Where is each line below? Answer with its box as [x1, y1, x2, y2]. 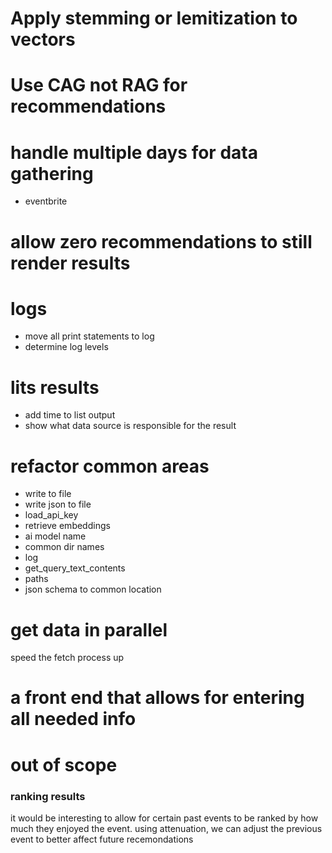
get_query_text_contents [24, 562, 126, 574]
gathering [10, 162, 94, 185]
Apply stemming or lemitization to [10, 7, 298, 30]
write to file [24, 488, 72, 500]
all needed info [10, 708, 137, 731]
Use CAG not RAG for [10, 74, 188, 97]
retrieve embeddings [24, 520, 111, 532]
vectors [10, 28, 76, 51]
